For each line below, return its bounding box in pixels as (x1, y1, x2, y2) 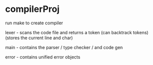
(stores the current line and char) (5, 35, 73, 41)
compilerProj (5, 3, 60, 15)
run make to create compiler (5, 20, 63, 26)
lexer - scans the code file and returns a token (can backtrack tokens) (5, 29, 149, 35)
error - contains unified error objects (5, 54, 81, 60)
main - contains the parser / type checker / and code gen (5, 44, 123, 50)
